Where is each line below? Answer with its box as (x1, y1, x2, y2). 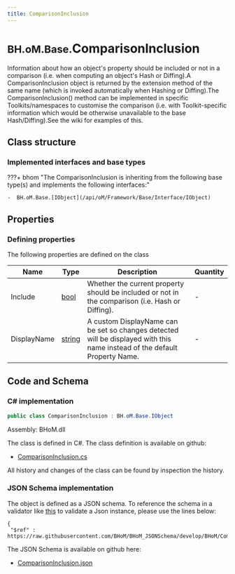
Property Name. (87, 352, 140, 361)
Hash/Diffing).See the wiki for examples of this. (7, 116, 143, 124)
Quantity (194, 267, 225, 276)
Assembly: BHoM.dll (7, 425, 66, 434)
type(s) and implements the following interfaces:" (7, 180, 150, 189)
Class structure (7, 136, 76, 148)
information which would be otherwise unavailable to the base (7, 108, 187, 116)
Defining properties (7, 234, 76, 244)
